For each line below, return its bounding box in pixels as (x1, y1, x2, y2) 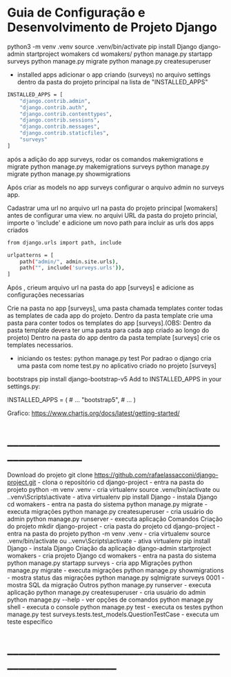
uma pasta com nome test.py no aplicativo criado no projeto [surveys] (17, 361, 217, 370)
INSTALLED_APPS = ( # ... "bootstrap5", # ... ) (7, 396, 137, 404)
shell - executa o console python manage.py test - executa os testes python (7, 603, 223, 611)
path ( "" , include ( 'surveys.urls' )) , (19, 265, 125, 271)
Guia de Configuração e (7, 5, 146, 21)
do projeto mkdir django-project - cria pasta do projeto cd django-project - (7, 522, 220, 531)
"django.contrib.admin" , (19, 97, 91, 104)
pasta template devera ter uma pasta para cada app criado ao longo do (7, 326, 210, 334)
